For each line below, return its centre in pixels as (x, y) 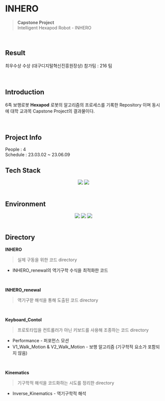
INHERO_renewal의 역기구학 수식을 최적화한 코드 (60, 270)
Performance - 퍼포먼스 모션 (41, 340)
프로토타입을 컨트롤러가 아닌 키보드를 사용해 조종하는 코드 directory (83, 330)
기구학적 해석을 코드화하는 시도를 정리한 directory (66, 383)
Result (15, 53)
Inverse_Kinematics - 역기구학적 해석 (49, 393)
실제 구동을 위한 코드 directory (47, 260)
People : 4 (16, 149)
